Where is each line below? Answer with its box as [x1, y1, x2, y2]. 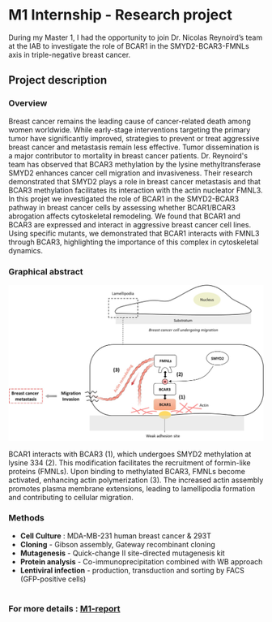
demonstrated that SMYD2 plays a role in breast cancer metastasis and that [8, 176, 261, 186]
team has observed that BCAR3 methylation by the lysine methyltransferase [8, 159, 261, 169]
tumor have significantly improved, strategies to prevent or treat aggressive [8, 133, 260, 143]
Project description [8, 73, 108, 87]
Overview [8, 97, 48, 109]
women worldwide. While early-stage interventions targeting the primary [8, 124, 251, 135]
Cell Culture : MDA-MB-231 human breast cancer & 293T [19, 530, 212, 541]
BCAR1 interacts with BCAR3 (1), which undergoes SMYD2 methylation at [8, 449, 252, 459]
